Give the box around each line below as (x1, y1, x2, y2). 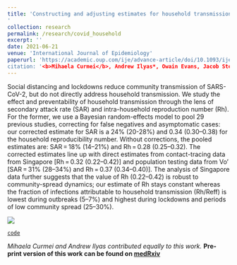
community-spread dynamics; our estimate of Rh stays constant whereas (7, 179, 221, 188)
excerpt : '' (7, 37, 42, 44)
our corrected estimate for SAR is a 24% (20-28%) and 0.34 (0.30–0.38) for (7, 127, 228, 136)
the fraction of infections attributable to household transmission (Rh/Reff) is (7, 187, 227, 196)
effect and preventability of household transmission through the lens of (7, 97, 214, 106)
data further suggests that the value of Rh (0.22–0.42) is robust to (7, 172, 199, 181)
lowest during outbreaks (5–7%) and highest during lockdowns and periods (7, 195, 226, 204)
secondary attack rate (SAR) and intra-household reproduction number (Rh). (7, 105, 229, 113)
